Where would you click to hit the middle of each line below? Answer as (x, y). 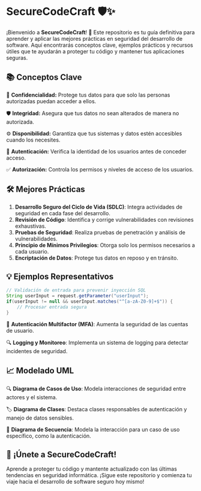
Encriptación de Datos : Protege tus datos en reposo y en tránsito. (97, 258)
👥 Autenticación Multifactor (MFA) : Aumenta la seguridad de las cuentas (97, 324)
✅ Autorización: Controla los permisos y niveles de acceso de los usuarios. (100, 169)
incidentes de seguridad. (37, 351)
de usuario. (20, 330)
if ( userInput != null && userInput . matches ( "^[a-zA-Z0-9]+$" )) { (90, 302)
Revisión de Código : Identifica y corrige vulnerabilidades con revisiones (104, 219)
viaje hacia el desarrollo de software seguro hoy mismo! (75, 482)
